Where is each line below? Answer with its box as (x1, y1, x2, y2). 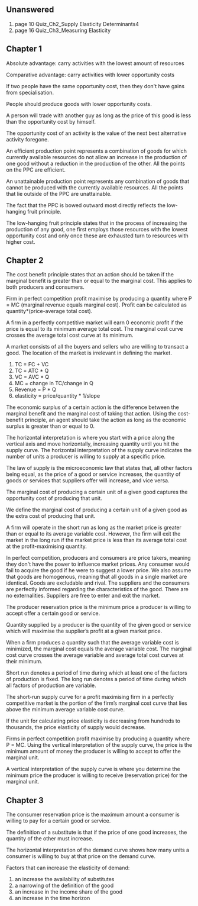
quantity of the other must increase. (6, 835, 93, 842)
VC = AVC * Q (14, 373, 50, 381)
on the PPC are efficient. (6, 166, 66, 173)
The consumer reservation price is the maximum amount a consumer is (6, 811, 180, 818)
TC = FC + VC (14, 361, 49, 368)
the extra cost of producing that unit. (6, 512, 96, 520)
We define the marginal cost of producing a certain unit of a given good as (6, 506, 187, 514)
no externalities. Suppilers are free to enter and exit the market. (6, 592, 161, 599)
